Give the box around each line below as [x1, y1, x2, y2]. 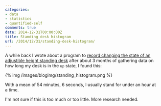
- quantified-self [5, 21, 43, 26]
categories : [5, 7, 29, 12]
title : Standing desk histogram [5, 35, 71, 40]
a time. [5, 86, 19, 93]
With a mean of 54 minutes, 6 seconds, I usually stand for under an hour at [5, 82, 156, 87]
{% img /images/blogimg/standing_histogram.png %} [5, 72, 113, 78]
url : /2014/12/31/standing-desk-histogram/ [5, 39, 95, 44]
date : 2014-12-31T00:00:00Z [5, 30, 63, 35]
